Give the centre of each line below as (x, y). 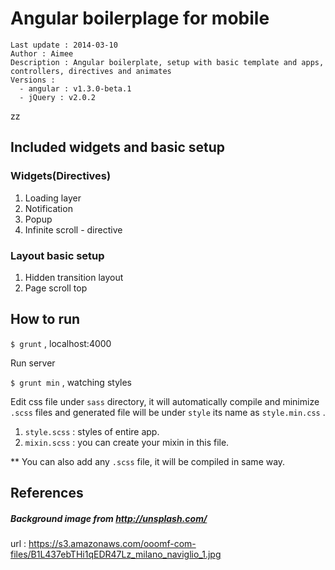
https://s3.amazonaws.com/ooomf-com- (112, 544)
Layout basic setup (57, 255)
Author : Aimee (42, 53)
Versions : (33, 80)
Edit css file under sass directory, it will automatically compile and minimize (165, 401)
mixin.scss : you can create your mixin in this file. (127, 442)
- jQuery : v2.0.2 (58, 97)
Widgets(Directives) (61, 176)
